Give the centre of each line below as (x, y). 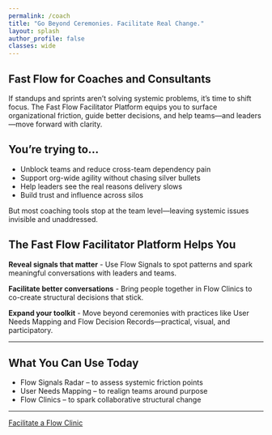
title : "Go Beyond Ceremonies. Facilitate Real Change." (106, 23)
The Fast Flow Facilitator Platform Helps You (122, 245)
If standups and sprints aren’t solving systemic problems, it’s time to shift (130, 98)
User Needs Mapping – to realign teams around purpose (114, 391)
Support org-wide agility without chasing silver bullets (110, 177)
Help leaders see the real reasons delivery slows (101, 186)
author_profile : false (47, 38)
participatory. (31, 330)
